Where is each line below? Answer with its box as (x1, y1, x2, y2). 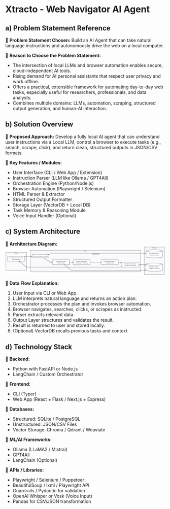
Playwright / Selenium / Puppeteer (12, 477, 85, 483)
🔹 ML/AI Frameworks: (5, 436, 52, 443)
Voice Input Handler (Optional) (12, 212, 77, 219)
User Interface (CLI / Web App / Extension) (12, 169, 103, 176)
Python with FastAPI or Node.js (12, 366, 78, 371)
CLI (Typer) (12, 391, 37, 397)
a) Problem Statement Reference (5, 24, 111, 32)
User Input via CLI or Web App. (12, 290, 78, 296)
